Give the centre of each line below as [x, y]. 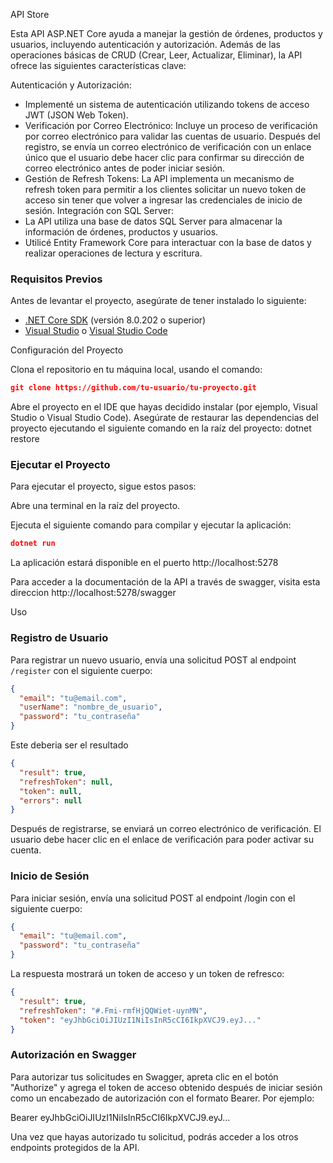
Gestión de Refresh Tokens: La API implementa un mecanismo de [159, 178]
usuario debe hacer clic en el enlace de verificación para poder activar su [162, 840]
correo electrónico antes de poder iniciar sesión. [125, 168]
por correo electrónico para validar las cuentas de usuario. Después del [172, 136]
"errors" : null [51, 800]
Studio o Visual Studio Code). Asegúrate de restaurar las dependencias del [164, 418]
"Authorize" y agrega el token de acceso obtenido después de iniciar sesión [166, 1087]
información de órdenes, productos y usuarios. [121, 232]
